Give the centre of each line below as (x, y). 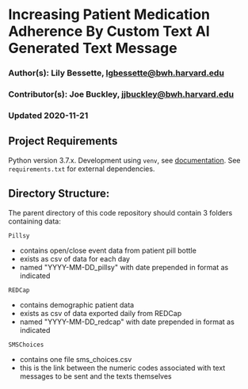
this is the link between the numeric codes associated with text (122, 368)
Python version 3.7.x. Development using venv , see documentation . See (124, 160)
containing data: (34, 221)
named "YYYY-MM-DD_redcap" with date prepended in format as (127, 322)
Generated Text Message (93, 48)
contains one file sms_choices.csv (76, 359)
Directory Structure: (59, 194)
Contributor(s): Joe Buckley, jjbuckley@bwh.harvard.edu (121, 94)
